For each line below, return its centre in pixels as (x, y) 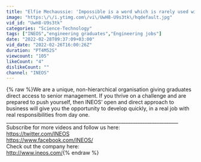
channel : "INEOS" (28, 73)
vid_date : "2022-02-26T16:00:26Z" (49, 45)
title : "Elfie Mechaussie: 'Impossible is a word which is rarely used (97, 12)
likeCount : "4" (25, 61)
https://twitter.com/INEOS (38, 134)
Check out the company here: (43, 147)
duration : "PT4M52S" (32, 51)
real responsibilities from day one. (48, 115)
